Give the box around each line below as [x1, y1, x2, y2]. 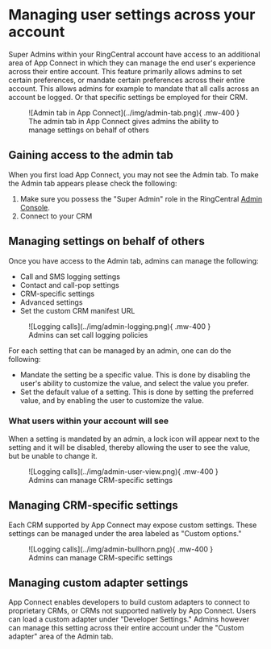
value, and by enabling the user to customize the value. [19, 395, 204, 405]
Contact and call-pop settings [19, 280, 119, 289]
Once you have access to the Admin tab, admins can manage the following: [8, 256, 260, 265]
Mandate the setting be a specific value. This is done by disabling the [19, 369, 251, 380]
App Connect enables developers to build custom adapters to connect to [8, 597, 250, 607]
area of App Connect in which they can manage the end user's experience [8, 58, 256, 68]
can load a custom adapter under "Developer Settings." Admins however [8, 614, 250, 624]
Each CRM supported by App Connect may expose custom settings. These [8, 520, 257, 530]
